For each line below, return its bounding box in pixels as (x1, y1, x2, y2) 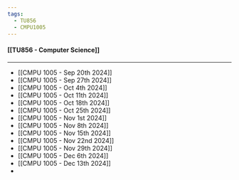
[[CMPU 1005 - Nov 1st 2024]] (17, 113, 107, 122)
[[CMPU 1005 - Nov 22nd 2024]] (17, 136, 115, 144)
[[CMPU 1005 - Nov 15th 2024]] (17, 129, 112, 137)
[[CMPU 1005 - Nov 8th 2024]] (17, 121, 109, 129)
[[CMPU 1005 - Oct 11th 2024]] (17, 90, 109, 100)
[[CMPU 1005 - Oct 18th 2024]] (17, 98, 110, 107)
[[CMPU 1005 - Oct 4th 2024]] (17, 83, 108, 92)
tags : (7, 10, 23, 18)
